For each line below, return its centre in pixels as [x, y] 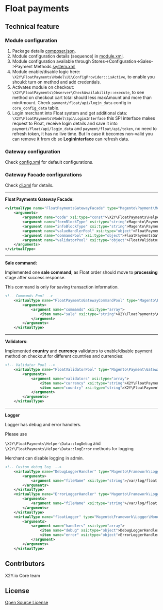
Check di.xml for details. [29, 185]
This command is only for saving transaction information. [62, 287]
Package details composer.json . [44, 51]
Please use [16, 434]
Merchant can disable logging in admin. [44, 458]
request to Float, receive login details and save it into [65, 123]
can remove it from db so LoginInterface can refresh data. [71, 139]
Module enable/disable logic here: [46, 72]
